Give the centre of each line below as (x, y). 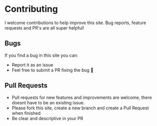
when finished (26, 113)
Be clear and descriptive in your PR (47, 118)
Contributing (31, 9)
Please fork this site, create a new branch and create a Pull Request (80, 108)
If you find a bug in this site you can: (41, 55)
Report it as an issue (32, 64)
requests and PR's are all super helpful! (44, 28)
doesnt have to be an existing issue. (48, 102)
